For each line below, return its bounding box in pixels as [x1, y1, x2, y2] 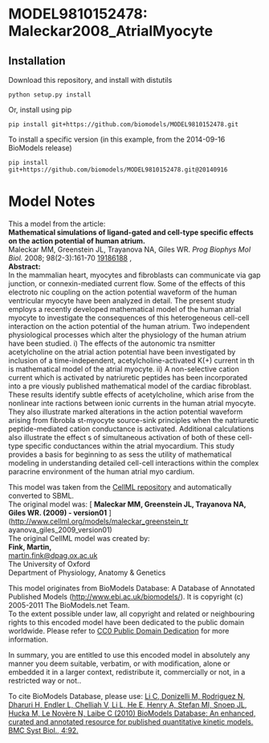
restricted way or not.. [8, 675, 82, 685]
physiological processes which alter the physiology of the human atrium [8, 330, 247, 339]
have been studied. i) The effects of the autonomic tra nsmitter [8, 339, 216, 348]
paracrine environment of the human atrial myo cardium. [8, 466, 195, 476]
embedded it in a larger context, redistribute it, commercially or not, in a [8, 667, 246, 676]
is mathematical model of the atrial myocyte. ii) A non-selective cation [8, 363, 239, 374]
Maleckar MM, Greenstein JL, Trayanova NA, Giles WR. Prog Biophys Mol [8, 244, 251, 254]
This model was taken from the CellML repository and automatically [8, 482, 232, 491]
